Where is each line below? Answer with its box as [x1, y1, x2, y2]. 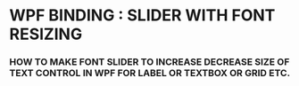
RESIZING [9, 24, 83, 44]
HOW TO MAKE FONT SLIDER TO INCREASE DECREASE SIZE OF [9, 56, 290, 68]
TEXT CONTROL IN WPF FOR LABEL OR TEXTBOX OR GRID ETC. [9, 67, 291, 80]
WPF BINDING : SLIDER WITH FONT [9, 5, 276, 26]
